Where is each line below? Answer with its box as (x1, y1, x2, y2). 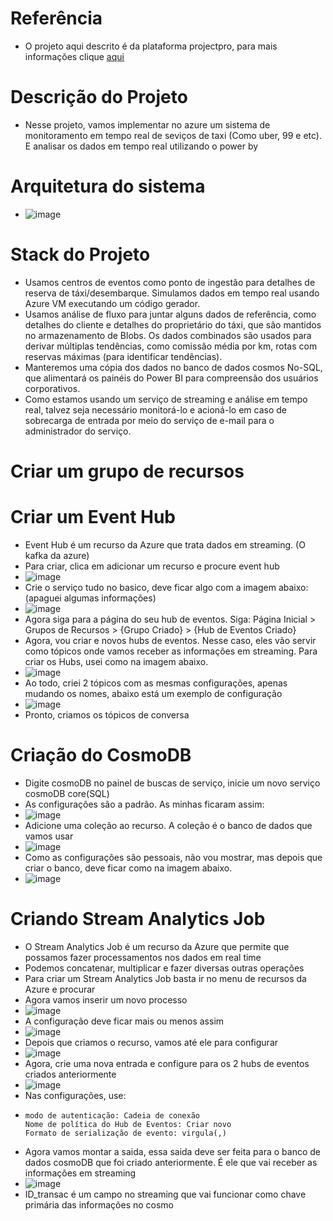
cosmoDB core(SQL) (24, 787, 110, 799)
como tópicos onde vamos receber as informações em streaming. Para (24, 645, 318, 657)
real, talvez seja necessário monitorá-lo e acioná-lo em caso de (24, 403, 287, 416)
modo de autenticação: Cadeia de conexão (24, 1110, 200, 1121)
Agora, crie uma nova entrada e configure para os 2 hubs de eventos (24, 1057, 310, 1069)
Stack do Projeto (10, 243, 151, 266)
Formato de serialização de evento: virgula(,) (24, 1128, 227, 1138)
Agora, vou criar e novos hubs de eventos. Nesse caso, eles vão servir (24, 634, 317, 646)
